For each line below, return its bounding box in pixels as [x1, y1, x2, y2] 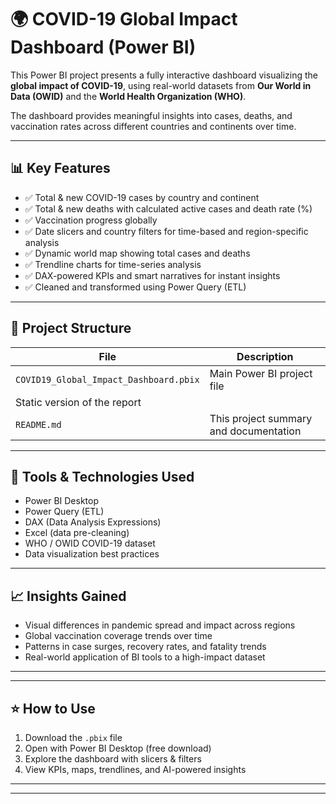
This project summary [209, 411, 313, 425]
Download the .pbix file [24, 732, 123, 743]
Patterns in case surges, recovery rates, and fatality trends [24, 641, 267, 653]
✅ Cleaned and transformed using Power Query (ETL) [24, 281, 247, 293]
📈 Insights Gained [10, 587, 127, 605]
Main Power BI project [209, 366, 313, 380]
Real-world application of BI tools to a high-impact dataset [24, 651, 266, 663]
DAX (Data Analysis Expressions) [24, 516, 162, 528]
